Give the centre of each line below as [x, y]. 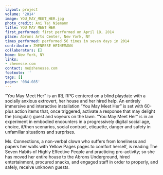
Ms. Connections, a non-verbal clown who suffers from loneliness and [75, 141]
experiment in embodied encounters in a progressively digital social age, [78, 122]
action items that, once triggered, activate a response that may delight [85, 111]
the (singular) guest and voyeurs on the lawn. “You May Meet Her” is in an [79, 116]
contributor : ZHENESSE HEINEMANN [39, 46]
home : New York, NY [25, 55]
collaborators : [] [24, 50]
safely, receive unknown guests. [37, 167]
